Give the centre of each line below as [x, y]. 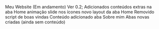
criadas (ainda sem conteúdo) [35, 22]
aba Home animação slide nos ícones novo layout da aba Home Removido [80, 12]
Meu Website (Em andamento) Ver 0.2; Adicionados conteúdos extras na [79, 7]
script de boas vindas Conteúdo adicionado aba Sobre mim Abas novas [77, 17]
